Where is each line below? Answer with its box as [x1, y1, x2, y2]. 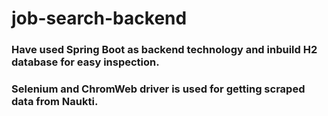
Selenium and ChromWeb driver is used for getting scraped [11, 82, 306, 96]
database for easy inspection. [11, 55, 160, 69]
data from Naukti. [11, 95, 99, 109]
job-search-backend [11, 7, 188, 30]
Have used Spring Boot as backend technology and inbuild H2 [11, 43, 318, 57]
